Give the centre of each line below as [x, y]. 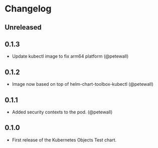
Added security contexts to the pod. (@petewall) [62, 112]
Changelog [28, 9]
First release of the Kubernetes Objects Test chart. [64, 140]
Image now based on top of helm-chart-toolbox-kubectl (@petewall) [83, 84]
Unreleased [23, 27]
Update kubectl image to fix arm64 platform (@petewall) [70, 56]
